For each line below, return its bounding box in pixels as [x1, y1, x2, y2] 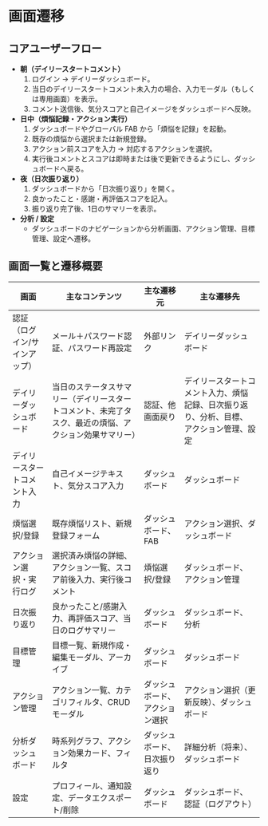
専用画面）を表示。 [38, 94, 102, 104]
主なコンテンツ [65, 290, 122, 302]
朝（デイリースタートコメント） [19, 65, 125, 73]
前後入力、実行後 [59, 574, 124, 585]
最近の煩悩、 [75, 417, 124, 428]
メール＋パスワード [51, 330, 124, 342]
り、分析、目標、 [183, 411, 249, 422]
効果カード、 [67, 747, 116, 758]
